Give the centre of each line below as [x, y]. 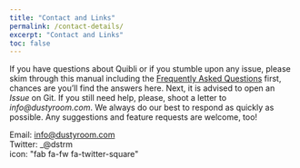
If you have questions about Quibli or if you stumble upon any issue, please [150, 69]
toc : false [30, 43]
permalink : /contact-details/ [67, 26]
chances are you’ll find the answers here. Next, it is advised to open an [142, 88]
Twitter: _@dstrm [41, 144]
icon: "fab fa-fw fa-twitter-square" [74, 154]
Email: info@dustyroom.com [62, 135]
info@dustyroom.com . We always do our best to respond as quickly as [142, 108]
